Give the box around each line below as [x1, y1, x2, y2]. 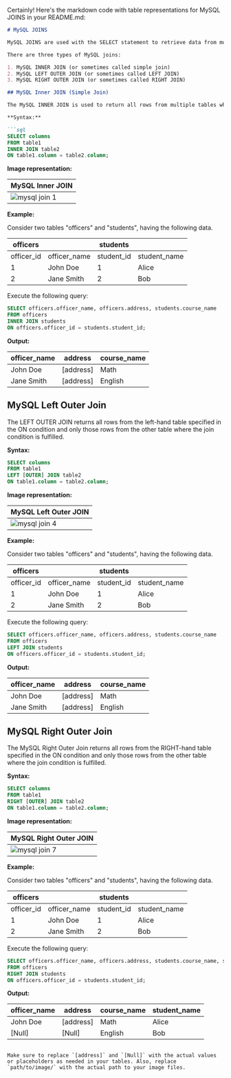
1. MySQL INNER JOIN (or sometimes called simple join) [7, 63, 170, 71]
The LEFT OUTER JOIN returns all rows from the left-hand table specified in [7, 417, 221, 426]
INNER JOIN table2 [7, 146, 60, 152]
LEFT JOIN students [7, 644, 63, 651]
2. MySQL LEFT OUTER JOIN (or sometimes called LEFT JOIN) [7, 70, 180, 77]
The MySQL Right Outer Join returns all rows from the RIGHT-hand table [7, 744, 212, 752]
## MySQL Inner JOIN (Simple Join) [7, 89, 109, 96]
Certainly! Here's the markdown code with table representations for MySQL [7, 6, 221, 14]
